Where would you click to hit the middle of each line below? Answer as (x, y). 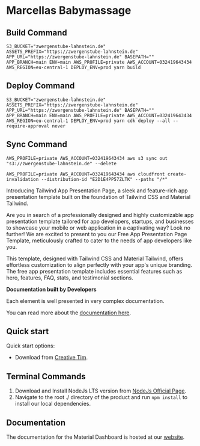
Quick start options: (31, 346)
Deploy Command (41, 86)
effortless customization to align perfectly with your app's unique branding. (99, 264)
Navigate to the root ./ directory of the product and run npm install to (101, 397)
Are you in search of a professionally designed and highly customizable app (100, 215)
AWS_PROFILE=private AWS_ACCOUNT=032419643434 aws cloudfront (86, 174)
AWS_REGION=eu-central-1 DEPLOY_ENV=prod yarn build (74, 67)
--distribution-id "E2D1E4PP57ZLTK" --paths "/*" (105, 179)
